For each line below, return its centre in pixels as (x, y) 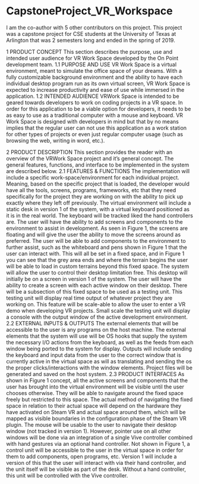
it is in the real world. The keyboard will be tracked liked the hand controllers (99, 215)
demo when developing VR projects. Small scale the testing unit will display (98, 310)
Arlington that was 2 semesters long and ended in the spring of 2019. (91, 40)
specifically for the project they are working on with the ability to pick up (95, 196)
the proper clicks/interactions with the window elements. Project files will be (99, 368)
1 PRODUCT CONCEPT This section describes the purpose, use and (89, 51)
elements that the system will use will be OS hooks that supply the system (97, 336)
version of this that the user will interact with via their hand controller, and (96, 463)
